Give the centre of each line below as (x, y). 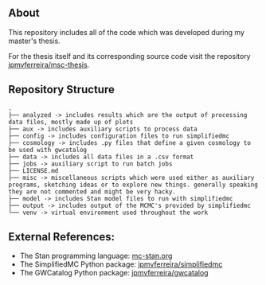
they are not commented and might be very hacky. (92, 191)
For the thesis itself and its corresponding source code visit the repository (129, 56)
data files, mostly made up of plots (71, 122)
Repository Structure (62, 90)
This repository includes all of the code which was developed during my (127, 32)
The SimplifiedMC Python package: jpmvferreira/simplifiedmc (121, 264)
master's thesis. (35, 41)
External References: (62, 237)
